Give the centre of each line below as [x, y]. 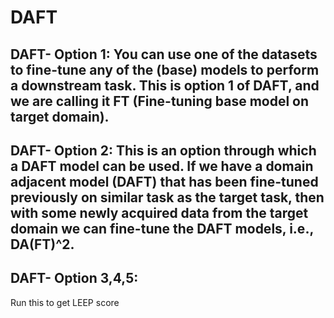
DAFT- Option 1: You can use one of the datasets [164, 54]
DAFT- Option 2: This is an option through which [163, 150]
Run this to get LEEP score [65, 302]
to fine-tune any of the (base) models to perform [165, 69]
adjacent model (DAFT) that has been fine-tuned [164, 181]
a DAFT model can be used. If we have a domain [162, 166]
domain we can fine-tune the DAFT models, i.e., [162, 228]
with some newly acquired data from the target [159, 212]
